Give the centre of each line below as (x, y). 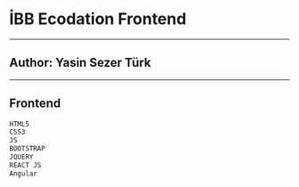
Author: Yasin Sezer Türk (80, 63)
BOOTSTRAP (28, 149)
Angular (24, 174)
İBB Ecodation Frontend (98, 19)
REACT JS (25, 165)
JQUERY (21, 157)
